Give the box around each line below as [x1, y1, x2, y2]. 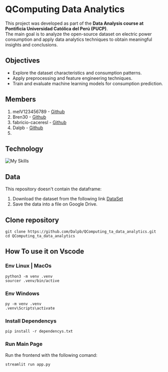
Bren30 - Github [12, 114, 46, 120]
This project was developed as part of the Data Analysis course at [5, 20, 144, 26]
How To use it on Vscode [5, 247, 85, 256]
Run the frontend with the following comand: [5, 352, 98, 358]
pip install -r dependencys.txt [5, 329, 73, 334]
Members [5, 95, 36, 104]
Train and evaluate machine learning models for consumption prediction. [12, 80, 163, 86]
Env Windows [5, 290, 40, 297]
